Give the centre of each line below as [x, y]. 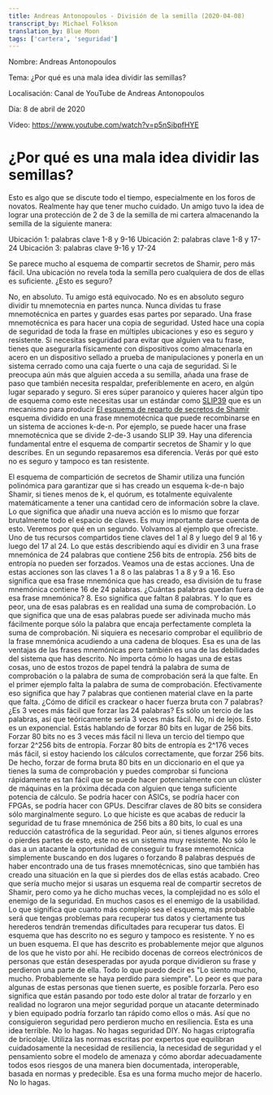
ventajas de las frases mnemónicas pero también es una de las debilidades [134, 650]
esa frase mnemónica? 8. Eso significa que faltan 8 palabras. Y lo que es [130, 598]
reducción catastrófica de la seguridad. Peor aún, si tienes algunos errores [133, 832]
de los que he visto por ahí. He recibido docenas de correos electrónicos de [136, 953]
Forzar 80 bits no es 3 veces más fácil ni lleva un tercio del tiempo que [127, 737]
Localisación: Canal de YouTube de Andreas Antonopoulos [106, 94]
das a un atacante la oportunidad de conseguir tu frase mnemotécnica [126, 849]
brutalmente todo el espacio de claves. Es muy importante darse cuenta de [134, 520]
